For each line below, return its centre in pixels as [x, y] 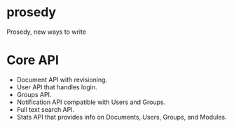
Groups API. [34, 94]
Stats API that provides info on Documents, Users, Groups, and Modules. [122, 117]
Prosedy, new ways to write [47, 32]
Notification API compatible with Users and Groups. [91, 102]
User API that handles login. [57, 87]
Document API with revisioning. [62, 79]
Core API [33, 60]
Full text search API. [46, 109]
